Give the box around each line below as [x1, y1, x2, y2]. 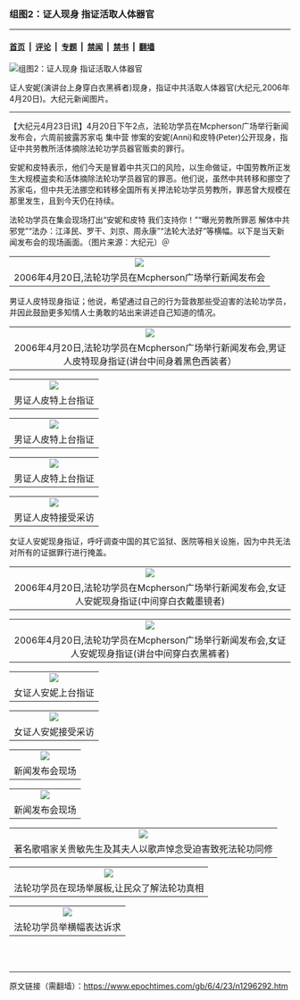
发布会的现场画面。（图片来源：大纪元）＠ [16, 237, 170, 247]
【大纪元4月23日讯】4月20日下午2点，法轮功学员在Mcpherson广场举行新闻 [9, 121, 289, 131]
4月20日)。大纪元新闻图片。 [9, 93, 113, 104]
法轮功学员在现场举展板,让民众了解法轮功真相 [13, 881, 204, 894]
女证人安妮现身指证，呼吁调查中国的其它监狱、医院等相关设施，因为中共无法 [9, 536, 291, 546]
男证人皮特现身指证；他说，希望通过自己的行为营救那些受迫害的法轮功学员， [9, 296, 291, 306]
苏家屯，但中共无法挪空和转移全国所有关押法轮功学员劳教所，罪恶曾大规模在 [9, 184, 291, 195]
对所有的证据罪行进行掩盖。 [9, 546, 112, 557]
